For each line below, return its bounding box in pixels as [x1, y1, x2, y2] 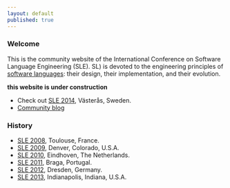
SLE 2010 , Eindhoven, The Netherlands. [17, 151, 130, 159]
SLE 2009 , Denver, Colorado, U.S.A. [17, 144, 119, 152]
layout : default [7, 10, 54, 17]
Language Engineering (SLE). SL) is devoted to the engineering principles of [7, 62, 224, 70]
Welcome [7, 39, 40, 49]
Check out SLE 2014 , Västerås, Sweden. [17, 96, 131, 104]
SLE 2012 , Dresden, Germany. [17, 166, 102, 174]
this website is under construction [7, 83, 108, 91]
